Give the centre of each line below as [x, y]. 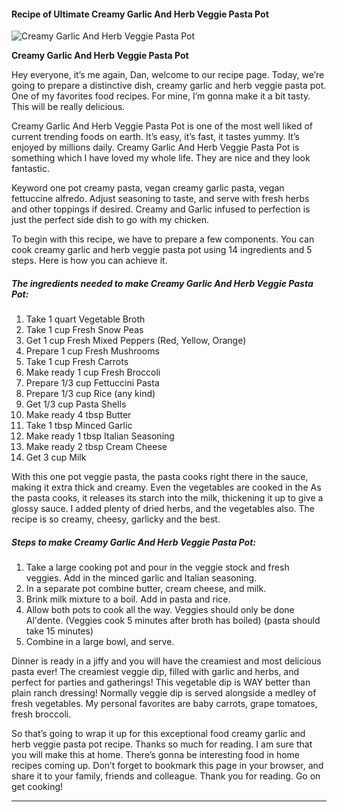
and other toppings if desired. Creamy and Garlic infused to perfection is [161, 209]
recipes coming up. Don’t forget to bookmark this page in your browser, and [167, 766]
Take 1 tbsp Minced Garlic [79, 426]
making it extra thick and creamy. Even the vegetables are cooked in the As [166, 487]
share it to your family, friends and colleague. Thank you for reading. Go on [166, 776]
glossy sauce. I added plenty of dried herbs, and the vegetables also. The [163, 509]
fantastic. [30, 169]
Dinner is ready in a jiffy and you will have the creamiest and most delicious [166, 661]
